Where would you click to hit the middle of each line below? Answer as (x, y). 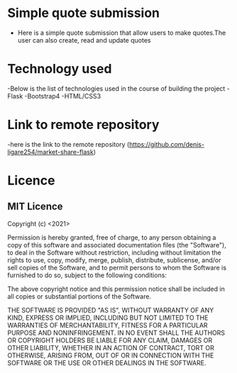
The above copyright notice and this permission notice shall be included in (116, 289)
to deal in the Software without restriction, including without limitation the (114, 252)
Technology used (60, 69)
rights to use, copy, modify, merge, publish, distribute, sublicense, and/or (114, 260)
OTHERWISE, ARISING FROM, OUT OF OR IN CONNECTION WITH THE (111, 355)
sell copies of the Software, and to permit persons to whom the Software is (117, 267)
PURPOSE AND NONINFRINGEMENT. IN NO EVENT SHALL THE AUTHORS (116, 333)
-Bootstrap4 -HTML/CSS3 (63, 96)
